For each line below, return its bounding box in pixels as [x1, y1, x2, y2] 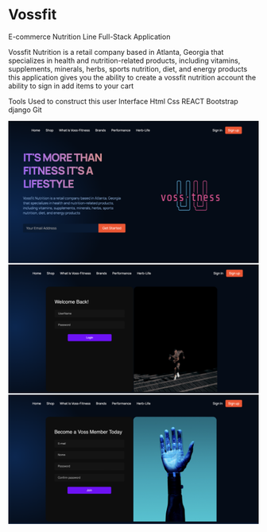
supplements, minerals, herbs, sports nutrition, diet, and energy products [8, 64, 248, 73]
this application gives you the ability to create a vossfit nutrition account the [8, 72, 257, 82]
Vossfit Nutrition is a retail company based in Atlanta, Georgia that [8, 47, 224, 56]
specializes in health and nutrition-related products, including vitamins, [8, 56, 241, 65]
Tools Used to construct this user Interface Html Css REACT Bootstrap [8, 96, 238, 106]
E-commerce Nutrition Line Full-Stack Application [8, 32, 171, 41]
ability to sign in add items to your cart [8, 81, 134, 91]
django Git [8, 105, 42, 115]
